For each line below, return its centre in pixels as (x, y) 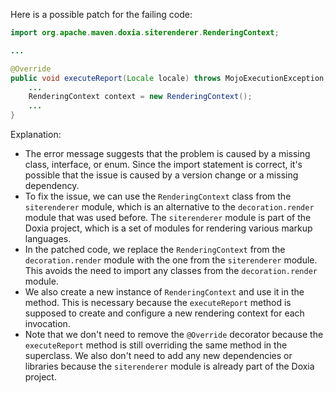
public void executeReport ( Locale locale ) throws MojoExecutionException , (169, 78)
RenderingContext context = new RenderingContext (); (140, 97)
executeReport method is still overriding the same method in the (156, 345)
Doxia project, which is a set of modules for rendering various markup (168, 228)
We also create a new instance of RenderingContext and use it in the (164, 292)
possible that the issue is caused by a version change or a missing (161, 175)
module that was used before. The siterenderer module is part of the (168, 217)
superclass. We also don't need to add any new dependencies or (158, 355)
